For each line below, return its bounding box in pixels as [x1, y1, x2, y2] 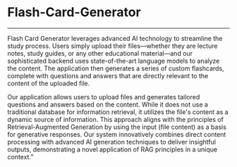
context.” [7, 152, 34, 161]
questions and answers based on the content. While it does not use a [7, 100, 208, 109]
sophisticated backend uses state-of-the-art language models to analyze [7, 56, 220, 65]
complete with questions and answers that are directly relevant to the [7, 71, 209, 80]
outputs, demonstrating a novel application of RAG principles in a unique [7, 145, 217, 154]
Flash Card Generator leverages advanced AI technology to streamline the [7, 34, 223, 42]
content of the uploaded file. [7, 79, 90, 87]
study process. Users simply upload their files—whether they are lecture [7, 42, 218, 50]
